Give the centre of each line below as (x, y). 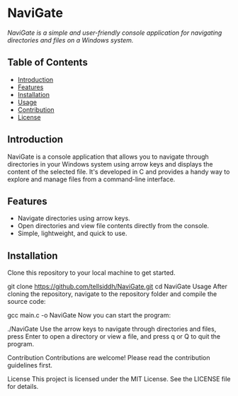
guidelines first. (30, 366)
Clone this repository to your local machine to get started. (91, 273)
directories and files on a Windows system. (70, 40)
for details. (23, 387)
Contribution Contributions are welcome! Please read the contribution (109, 358)
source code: (27, 302)
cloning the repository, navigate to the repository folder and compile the (112, 294)
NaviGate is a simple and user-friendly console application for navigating (115, 33)
